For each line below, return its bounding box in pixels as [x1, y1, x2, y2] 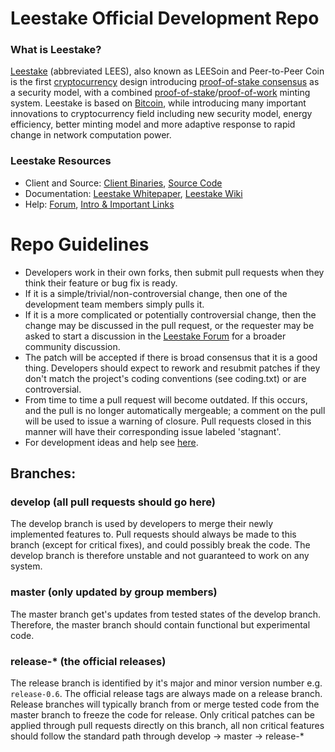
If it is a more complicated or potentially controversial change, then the [24, 308, 317, 321]
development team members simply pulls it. [24, 298, 205, 310]
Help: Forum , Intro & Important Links [24, 198, 175, 210]
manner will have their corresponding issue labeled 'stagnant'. [24, 425, 282, 437]
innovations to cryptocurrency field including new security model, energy [10, 108, 313, 120]
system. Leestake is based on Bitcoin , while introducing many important [10, 97, 307, 109]
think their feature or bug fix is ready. [24, 277, 178, 289]
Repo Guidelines [10, 233, 150, 256]
